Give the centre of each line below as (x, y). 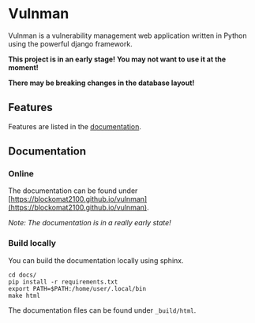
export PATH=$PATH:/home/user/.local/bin (77, 288)
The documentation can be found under (73, 191)
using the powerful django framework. (70, 43)
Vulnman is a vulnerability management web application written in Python (127, 35)
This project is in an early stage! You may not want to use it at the (117, 59)
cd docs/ (22, 275)
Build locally (32, 243)
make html (24, 295)
